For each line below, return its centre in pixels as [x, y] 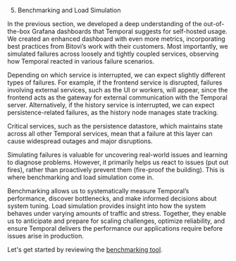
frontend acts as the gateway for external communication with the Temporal [117, 97]
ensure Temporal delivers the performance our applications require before [115, 228]
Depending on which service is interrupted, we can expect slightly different [116, 75]
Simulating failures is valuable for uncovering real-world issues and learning [117, 155]
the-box [19, 31]
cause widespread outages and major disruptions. [80, 141]
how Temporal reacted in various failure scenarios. [81, 61]
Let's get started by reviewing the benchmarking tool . [85, 249]
